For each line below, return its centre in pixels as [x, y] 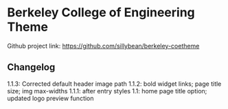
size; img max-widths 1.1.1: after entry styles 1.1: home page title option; [107, 91]
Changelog [31, 67]
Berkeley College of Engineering [101, 13]
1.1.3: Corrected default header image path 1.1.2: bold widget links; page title [114, 84]
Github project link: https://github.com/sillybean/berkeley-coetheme [103, 46]
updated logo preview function [50, 98]
